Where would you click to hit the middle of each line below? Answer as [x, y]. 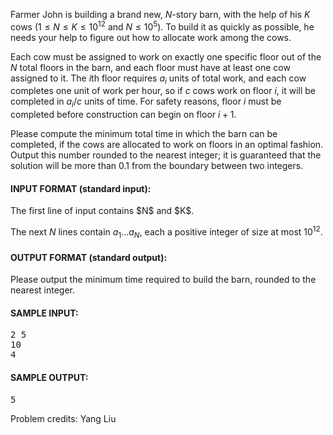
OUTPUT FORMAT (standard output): [89, 257]
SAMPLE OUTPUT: [49, 377]
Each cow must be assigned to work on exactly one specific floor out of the [166, 56]
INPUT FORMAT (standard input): [81, 188]
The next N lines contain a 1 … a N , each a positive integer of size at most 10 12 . [166, 232]
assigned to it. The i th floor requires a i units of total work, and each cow [158, 79]
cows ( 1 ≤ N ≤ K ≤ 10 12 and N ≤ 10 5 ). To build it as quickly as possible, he [162, 26]
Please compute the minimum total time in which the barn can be [144, 134]
